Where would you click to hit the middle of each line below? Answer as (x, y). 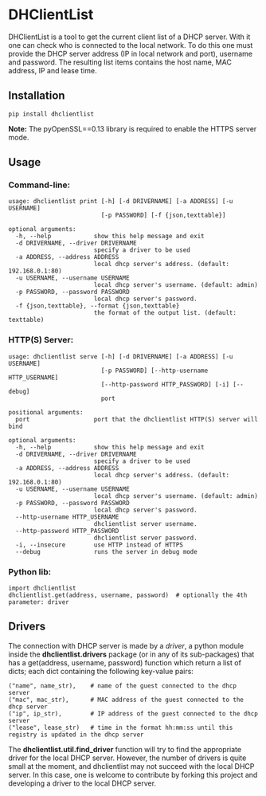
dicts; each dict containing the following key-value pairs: (101, 671)
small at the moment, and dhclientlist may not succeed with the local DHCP (131, 766)
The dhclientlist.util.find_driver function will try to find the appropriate (125, 749)
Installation (37, 96)
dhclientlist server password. (145, 538)
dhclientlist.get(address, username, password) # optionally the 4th (128, 595)
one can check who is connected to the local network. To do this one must (131, 45)
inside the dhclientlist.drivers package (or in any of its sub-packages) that (131, 654)
